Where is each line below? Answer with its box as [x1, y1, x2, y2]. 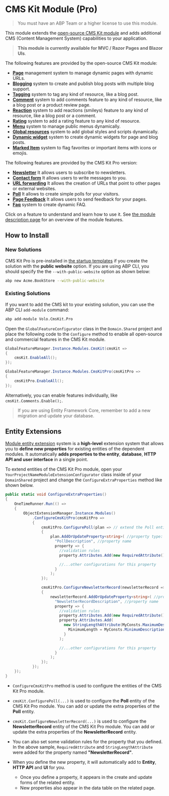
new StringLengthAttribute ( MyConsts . [63, 623, 143, 628]
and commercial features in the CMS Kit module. [5, 336, 106, 342]
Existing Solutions [5, 290, 51, 297]
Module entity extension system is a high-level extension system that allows [5, 440, 164, 447]
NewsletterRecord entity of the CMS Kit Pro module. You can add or [12, 723, 155, 730]
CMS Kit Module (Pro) [5, 4, 98, 15]
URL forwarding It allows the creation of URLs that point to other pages [12, 180, 161, 186]
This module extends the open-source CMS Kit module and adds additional [5, 30, 161, 36]
